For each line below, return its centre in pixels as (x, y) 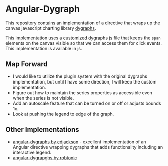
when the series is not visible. (43, 98)
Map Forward (26, 64)
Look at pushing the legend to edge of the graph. (63, 114)
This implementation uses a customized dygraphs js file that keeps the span (83, 38)
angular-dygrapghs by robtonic (45, 158)
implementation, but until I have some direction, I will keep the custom (85, 81)
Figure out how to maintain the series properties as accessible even (82, 92)
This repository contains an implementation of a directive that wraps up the (83, 23)
